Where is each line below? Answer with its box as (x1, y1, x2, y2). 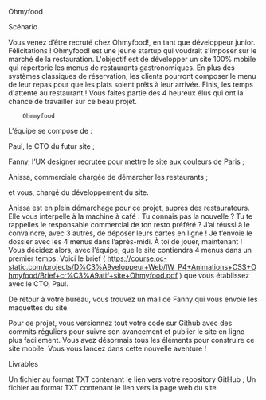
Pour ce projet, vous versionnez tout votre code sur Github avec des (8, 318, 233, 328)
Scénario (8, 22, 38, 31)
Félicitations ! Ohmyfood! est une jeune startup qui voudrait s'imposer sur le (8, 46, 257, 55)
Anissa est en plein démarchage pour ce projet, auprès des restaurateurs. (8, 203, 250, 212)
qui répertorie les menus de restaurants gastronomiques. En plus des (8, 63, 235, 72)
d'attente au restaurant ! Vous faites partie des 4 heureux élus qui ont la (8, 88, 244, 98)
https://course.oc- (107, 254, 167, 263)
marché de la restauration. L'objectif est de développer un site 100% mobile (8, 55, 256, 64)
